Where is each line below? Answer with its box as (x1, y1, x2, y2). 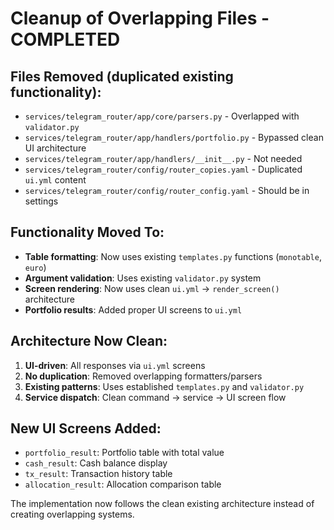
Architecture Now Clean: (10, 333, 168, 350)
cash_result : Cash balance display (24, 457, 168, 469)
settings (24, 195, 59, 207)
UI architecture (24, 142, 87, 154)
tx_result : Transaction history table (24, 468, 173, 480)
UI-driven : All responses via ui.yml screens (24, 359, 206, 371)
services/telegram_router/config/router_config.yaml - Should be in (24, 185, 310, 196)
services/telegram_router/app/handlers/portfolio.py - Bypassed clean (24, 132, 324, 143)
